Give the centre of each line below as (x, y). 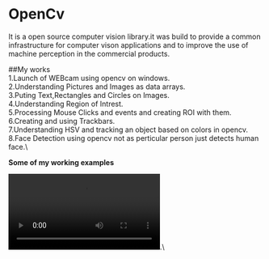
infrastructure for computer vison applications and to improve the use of (128, 45)
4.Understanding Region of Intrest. (66, 104)
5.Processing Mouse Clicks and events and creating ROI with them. (120, 112)
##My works (29, 69)
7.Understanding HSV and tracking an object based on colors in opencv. (128, 129)
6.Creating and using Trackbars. (62, 121)
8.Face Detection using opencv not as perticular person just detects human (134, 138)
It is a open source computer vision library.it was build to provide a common (134, 36)
